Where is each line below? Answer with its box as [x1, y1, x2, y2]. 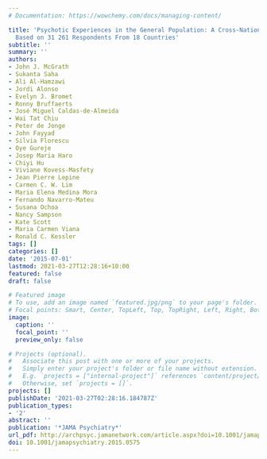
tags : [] [8, 240, 37, 249]
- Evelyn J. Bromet [8, 92, 73, 100]
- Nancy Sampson [8, 210, 62, 218]
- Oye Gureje [8, 144, 52, 152]
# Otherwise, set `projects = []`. [8, 380, 133, 388]
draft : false [8, 277, 52, 285]
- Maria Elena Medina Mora [8, 188, 98, 196]
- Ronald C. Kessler [8, 233, 77, 241]
